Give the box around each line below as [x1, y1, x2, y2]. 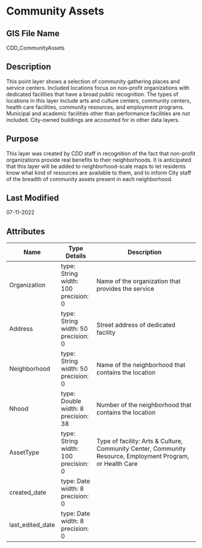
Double [61, 397, 82, 406]
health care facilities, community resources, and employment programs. [6, 103, 185, 110]
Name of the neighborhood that [96, 361, 186, 369]
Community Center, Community [96, 445, 186, 453]
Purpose [6, 134, 39, 144]
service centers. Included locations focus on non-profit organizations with [6, 84, 190, 91]
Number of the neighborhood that [96, 401, 192, 409]
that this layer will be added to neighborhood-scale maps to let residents [6, 162, 186, 170]
